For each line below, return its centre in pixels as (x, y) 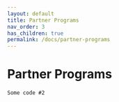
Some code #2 (26, 93)
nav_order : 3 (26, 27)
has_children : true (35, 33)
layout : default (31, 14)
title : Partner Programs (43, 20)
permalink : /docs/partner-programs (59, 40)
